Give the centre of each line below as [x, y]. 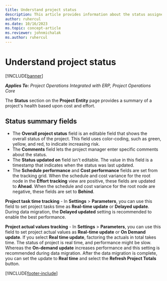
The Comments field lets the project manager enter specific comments [85, 149]
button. [12, 264]
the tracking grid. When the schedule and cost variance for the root [81, 176]
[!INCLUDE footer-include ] [32, 273]
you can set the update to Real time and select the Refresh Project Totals [81, 258]
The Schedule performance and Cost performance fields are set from [85, 170]
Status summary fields [41, 122]
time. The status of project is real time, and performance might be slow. [78, 242]
